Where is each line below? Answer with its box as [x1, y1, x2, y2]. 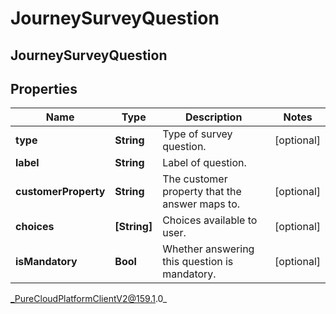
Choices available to [162, 213, 258, 227]
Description [184, 110, 243, 124]
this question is [162, 255, 234, 269]
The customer [162, 172, 228, 186]
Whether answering [162, 242, 255, 256]
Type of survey [162, 127, 233, 141]
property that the [162, 185, 242, 199]
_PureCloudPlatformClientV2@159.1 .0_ [10, 293, 168, 305]
